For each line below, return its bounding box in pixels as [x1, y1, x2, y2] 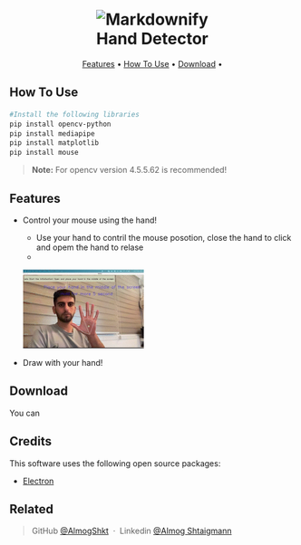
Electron [22, 475, 54, 486]
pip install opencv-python [9, 120, 112, 129]
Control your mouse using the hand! [22, 215, 157, 225]
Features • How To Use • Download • [82, 58, 223, 69]
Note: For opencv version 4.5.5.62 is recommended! [31, 165, 228, 176]
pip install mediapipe [9, 129, 95, 139]
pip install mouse [9, 148, 79, 158]
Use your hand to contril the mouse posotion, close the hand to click [35, 232, 292, 243]
